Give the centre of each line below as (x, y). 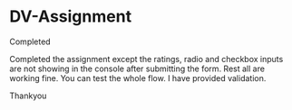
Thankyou (28, 96)
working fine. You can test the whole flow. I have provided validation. (138, 78)
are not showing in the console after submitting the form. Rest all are (137, 69)
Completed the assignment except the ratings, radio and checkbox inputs (146, 59)
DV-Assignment (71, 17)
